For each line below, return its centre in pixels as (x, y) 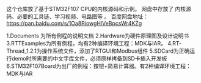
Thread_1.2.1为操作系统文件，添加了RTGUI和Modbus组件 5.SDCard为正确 (98, 51)
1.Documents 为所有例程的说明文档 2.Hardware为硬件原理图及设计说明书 (98, 36)
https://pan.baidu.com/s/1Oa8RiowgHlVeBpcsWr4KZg (74, 23)
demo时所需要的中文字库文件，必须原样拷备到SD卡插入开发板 (89, 58)
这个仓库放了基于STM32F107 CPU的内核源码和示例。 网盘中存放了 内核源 (99, 9)
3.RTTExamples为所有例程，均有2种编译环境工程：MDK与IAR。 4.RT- (94, 43)
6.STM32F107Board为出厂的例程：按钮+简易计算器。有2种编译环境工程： (99, 66)
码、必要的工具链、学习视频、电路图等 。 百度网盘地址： (77, 16)
